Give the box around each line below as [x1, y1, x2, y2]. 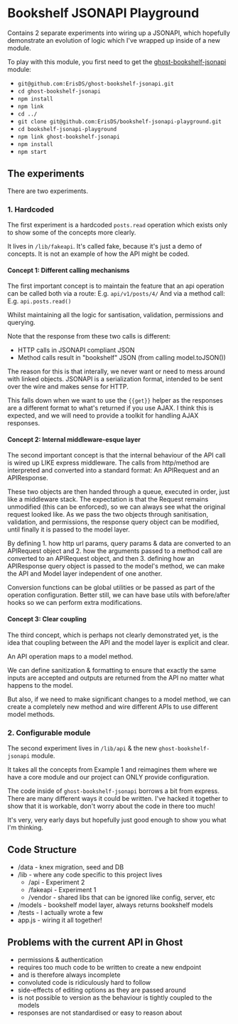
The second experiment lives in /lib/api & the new [7, 743, 158, 753]
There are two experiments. [7, 187, 89, 195]
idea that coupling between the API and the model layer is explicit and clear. [7, 638, 229, 646]
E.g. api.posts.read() [7, 297, 72, 306]
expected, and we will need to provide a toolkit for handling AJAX [7, 411, 199, 420]
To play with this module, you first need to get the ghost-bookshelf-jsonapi [7, 57, 227, 66]
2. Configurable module [7, 728, 91, 738]
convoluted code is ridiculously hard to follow [17, 978, 151, 986]
